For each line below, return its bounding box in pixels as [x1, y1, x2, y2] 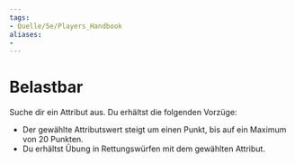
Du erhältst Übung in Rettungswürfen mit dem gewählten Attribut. [22, 143, 265, 154]
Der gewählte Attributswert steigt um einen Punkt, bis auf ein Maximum [22, 124, 287, 135]
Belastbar [9, 77, 84, 97]
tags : [9, 13, 30, 23]
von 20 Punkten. [22, 134, 84, 145]
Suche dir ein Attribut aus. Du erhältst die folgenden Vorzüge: [9, 107, 237, 118]
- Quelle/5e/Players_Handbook [9, 22, 123, 31]
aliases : [9, 30, 42, 39]
